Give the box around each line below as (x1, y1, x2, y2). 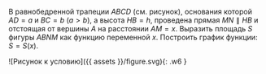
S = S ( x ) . (8, 41, 39, 51)
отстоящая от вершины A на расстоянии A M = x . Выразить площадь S (8, 24, 253, 33)
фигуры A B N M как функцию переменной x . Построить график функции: (8, 32, 258, 42)
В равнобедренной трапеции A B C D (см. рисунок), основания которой (8, 7, 252, 16)
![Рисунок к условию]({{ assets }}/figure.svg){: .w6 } (8, 56, 187, 66)
